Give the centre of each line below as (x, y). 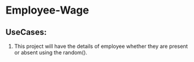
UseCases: (26, 32)
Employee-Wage (47, 10)
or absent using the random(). (50, 53)
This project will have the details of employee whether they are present (101, 46)
